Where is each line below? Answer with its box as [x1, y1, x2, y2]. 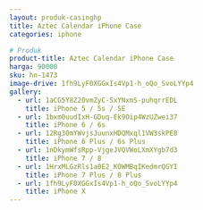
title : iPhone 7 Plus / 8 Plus [25, 171, 142, 180]
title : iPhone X [25, 187, 87, 197]
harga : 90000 [9, 63, 58, 71]
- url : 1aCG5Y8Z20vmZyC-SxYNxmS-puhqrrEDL [17, 96, 178, 105]
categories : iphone [9, 29, 82, 38]
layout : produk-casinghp [9, 13, 102, 22]
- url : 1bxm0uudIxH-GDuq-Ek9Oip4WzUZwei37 [17, 113, 178, 122]
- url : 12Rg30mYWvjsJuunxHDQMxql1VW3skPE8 [17, 129, 178, 139]
